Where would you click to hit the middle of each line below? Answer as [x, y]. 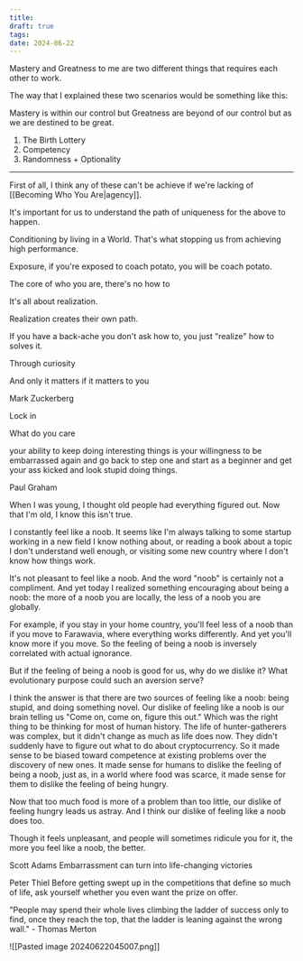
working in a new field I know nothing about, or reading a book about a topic [151, 541]
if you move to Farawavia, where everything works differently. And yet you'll [151, 634]
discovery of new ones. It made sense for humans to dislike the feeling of [146, 765]
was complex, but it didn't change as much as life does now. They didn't [143, 736]
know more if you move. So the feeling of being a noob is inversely [133, 644]
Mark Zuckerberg [42, 399]
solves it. [26, 346]
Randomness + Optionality [72, 160]
